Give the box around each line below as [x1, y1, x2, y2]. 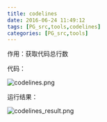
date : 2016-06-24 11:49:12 [7, 17, 85, 24]
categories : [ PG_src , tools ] [7, 29, 89, 37]
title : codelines [7, 10, 58, 17]
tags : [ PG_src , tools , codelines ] [7, 23, 101, 30]
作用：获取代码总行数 [7, 49, 68, 58]
